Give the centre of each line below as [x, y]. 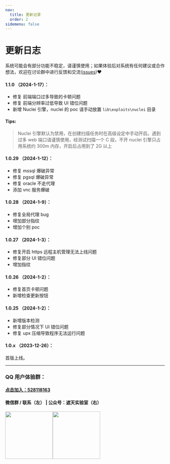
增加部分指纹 [26, 221]
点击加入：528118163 [28, 390]
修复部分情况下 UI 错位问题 [40, 327]
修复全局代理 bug [31, 214]
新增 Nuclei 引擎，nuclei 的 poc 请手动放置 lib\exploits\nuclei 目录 [84, 109]
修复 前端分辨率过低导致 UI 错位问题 [50, 103]
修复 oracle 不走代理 [34, 183]
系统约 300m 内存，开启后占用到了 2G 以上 [67, 146]
